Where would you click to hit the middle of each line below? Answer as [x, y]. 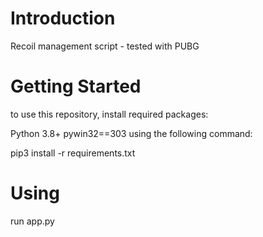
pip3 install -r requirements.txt [73, 153]
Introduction [63, 18]
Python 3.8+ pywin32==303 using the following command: [131, 133]
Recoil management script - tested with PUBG [105, 46]
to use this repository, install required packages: [109, 114]
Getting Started [76, 86]
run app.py [32, 221]
